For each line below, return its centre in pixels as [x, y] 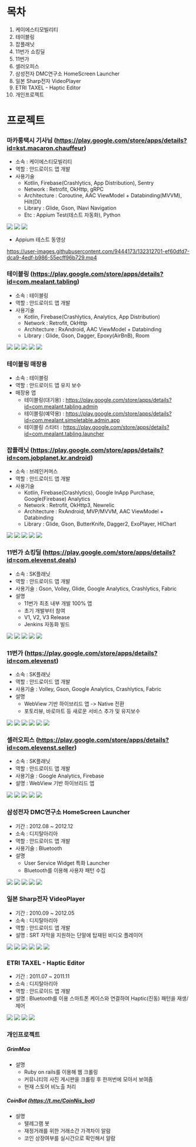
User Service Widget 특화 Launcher [67, 863]
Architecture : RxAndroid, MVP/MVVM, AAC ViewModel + [94, 511]
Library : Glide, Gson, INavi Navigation [70, 208]
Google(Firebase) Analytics [57, 499]
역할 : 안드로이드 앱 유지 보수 [48, 385]
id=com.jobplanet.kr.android [49, 458]
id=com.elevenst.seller [41, 747]
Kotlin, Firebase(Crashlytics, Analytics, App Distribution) [92, 317]
